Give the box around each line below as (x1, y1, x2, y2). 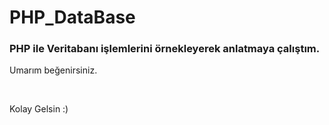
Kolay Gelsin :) (9, 103, 69, 115)
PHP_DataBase (9, 6, 136, 29)
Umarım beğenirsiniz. (9, 64, 98, 76)
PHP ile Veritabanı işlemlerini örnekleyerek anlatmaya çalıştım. (9, 42, 321, 56)
